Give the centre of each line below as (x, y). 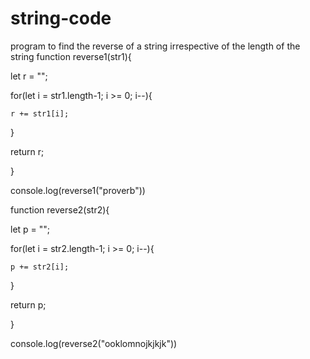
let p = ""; (30, 229)
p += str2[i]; (40, 267)
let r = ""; (29, 76)
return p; (28, 304)
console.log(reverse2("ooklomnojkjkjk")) (94, 343)
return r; (27, 151)
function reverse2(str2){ (60, 209)
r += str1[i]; (40, 113)
